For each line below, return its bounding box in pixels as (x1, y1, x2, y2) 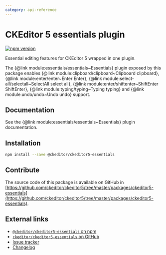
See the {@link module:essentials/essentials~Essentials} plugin (5, 119, 136, 125)
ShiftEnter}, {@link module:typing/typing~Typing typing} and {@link (5, 86, 145, 92)
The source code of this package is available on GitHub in (5, 179, 124, 185)
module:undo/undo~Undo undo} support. (5, 91, 91, 97)
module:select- (103, 75, 135, 81)
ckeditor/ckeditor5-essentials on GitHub (12, 233, 100, 239)
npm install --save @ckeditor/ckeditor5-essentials (5, 152, 115, 157)
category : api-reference (5, 7, 57, 12)
